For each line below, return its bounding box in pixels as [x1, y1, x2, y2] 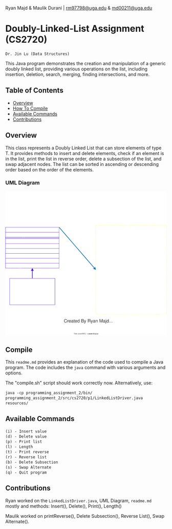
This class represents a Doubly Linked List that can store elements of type [5, 144, 162, 151]
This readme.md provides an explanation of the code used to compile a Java [5, 359, 164, 365]
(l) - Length [5, 444, 33, 449]
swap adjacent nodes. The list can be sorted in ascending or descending [5, 161, 159, 167]
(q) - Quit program [5, 470, 47, 475]
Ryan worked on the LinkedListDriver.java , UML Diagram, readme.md [5, 497, 152, 503]
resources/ [5, 401, 29, 406]
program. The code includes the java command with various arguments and [5, 365, 165, 370]
